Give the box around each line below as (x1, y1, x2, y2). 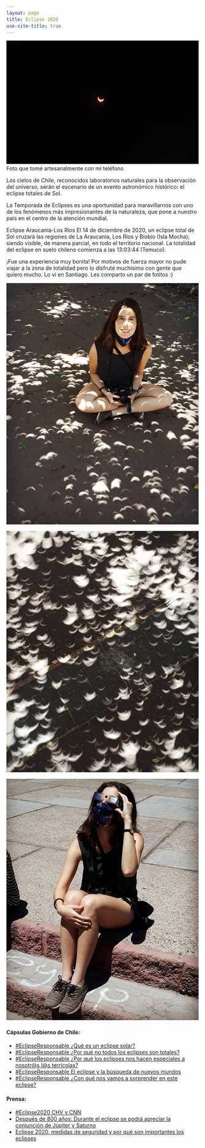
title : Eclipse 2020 (6, 16, 59, 23)
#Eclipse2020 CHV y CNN (15, 1109, 82, 1116)
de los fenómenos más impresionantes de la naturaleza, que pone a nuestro (6, 208, 197, 215)
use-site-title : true (6, 23, 62, 29)
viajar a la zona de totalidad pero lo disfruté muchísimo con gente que (6, 264, 182, 272)
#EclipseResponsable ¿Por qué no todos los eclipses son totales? (15, 1049, 180, 1056)
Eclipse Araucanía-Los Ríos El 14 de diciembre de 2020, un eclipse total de (6, 226, 195, 234)
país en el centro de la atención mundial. (6, 215, 109, 222)
